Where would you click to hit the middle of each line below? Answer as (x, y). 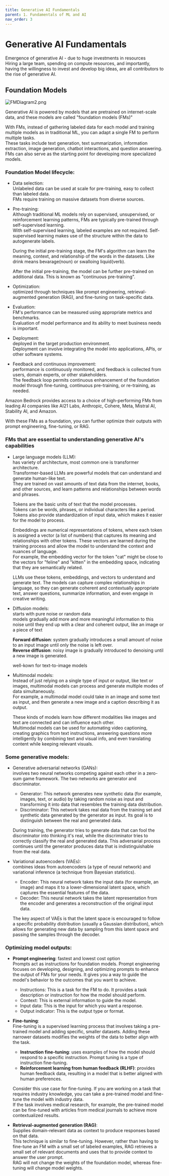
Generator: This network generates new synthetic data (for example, (91, 794)
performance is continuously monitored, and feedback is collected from (87, 369)
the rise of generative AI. (31, 74)
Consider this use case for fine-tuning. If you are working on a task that (87, 1089)
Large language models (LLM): (44, 457)
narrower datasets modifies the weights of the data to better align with (85, 1037)
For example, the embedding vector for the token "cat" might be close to (88, 556)
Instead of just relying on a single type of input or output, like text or (83, 680)
